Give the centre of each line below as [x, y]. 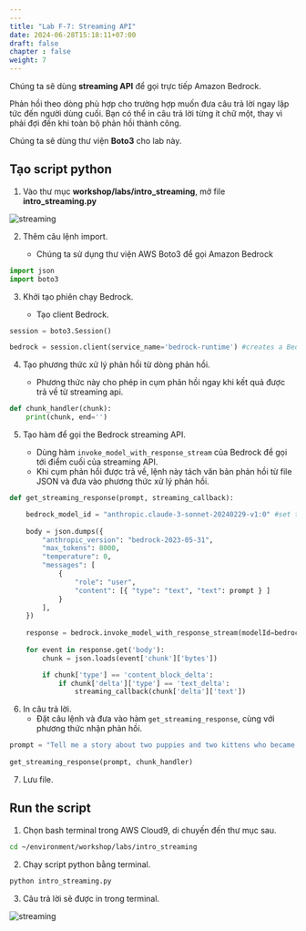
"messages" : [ [69, 566]
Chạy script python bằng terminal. [87, 864]
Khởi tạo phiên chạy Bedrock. [78, 296]
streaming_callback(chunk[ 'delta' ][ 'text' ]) [160, 692]
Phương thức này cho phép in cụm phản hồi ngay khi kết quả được [160, 383]
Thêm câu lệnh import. [65, 236]
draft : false [34, 43]
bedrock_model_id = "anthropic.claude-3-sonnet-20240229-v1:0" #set [158, 514]
